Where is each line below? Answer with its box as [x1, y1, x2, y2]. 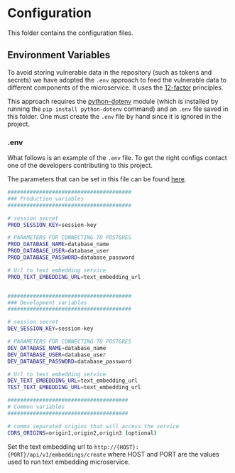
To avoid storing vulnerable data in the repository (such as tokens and [7, 68, 212, 76]
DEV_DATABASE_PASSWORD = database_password [7, 358, 132, 365]
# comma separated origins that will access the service [7, 422, 180, 430]
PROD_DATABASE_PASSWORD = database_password [7, 254, 135, 261]
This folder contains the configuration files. [7, 28, 133, 37]
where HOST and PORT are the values [107, 450, 220, 458]
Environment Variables [7, 49, 111, 61]
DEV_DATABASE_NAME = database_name [7, 344, 106, 351]
